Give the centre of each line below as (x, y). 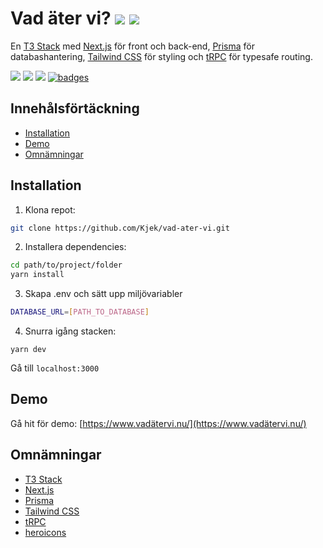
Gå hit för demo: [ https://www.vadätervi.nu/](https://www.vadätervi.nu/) (158, 423)
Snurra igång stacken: (70, 331)
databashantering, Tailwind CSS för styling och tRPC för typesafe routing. (161, 56)
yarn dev (28, 350)
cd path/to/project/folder (66, 265)
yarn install (37, 275)
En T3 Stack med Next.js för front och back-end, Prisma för (133, 46)
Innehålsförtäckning (75, 108)
